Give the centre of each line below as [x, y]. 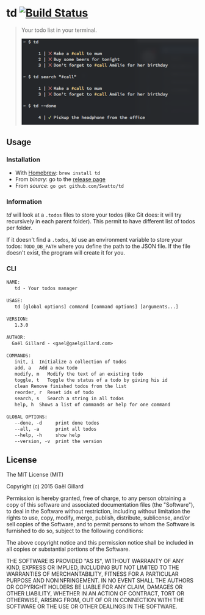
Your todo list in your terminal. [59, 30]
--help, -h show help [47, 435]
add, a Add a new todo [46, 368]
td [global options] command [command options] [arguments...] [96, 307]
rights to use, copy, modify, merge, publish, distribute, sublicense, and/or [98, 518]
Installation [23, 159]
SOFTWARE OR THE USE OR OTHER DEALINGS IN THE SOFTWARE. [92, 606]
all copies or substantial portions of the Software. [68, 549]
